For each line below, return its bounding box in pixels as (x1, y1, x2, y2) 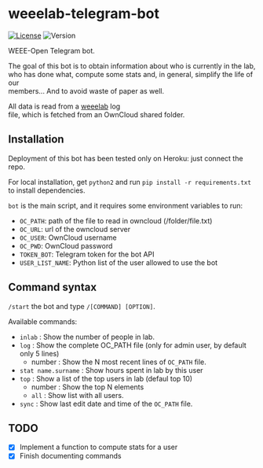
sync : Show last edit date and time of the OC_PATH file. (19, 399, 193, 408)
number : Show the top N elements (31, 382, 144, 392)
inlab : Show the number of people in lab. (19, 332, 155, 341)
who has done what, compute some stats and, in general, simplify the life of (8, 69, 254, 79)
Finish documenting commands (19, 451, 122, 461)
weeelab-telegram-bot (8, 5, 159, 23)
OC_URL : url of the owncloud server (19, 224, 131, 234)
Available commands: (8, 316, 78, 326)
